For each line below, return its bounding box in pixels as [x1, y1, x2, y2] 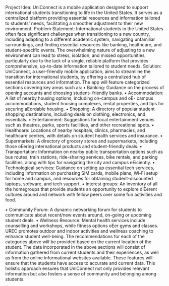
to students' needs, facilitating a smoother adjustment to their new [5, 20, 143, 26]
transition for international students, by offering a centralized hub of [5, 74, 146, 80]
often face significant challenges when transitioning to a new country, [5, 31, 150, 37]
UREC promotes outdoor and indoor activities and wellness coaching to [5, 228, 154, 234]
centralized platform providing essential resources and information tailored [5, 15, 160, 21]
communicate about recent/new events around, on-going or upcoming [5, 212, 152, 218]
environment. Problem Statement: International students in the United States [5, 26, 163, 32]
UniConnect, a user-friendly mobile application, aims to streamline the [5, 68, 151, 75]
